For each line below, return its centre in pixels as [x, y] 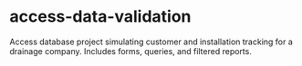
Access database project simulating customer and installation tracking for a [151, 42]
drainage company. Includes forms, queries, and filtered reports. [131, 51]
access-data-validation [100, 17]
